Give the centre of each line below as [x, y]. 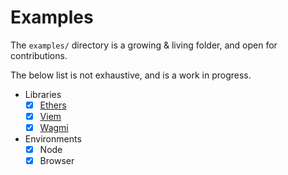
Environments [53, 139]
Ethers [53, 105]
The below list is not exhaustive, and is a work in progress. [131, 75]
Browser [57, 161]
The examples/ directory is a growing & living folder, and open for [144, 45]
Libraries [43, 94]
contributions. [39, 55]
